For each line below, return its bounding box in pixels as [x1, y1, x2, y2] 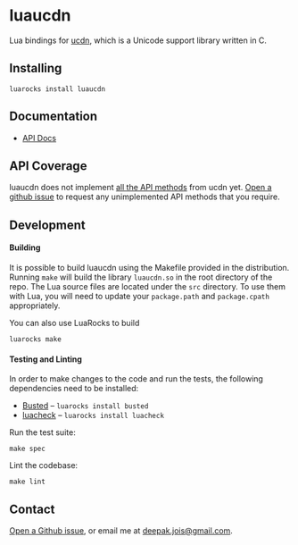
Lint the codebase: [9, 460, 79, 471]
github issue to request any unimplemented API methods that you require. [9, 191, 280, 202]
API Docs [21, 132, 56, 143]
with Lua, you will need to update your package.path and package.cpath [9, 290, 270, 301]
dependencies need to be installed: [9, 383, 139, 394]
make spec [9, 444, 46, 454]
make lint [9, 477, 46, 487]
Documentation [9, 109, 98, 124]
